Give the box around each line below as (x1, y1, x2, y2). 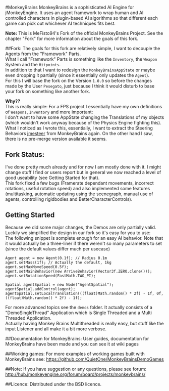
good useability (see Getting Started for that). (5, 175, 100, 181)
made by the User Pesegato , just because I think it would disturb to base (5, 83, 155, 89)
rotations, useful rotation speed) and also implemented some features (5, 185, 150, 191)
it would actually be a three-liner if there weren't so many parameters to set (5, 240, 162, 246)
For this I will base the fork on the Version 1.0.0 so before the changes (5, 78, 152, 83)
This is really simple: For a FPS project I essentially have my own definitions (5, 104, 162, 109)
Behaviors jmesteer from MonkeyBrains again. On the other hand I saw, (5, 131, 153, 136)
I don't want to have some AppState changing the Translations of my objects (5, 114, 164, 120)
